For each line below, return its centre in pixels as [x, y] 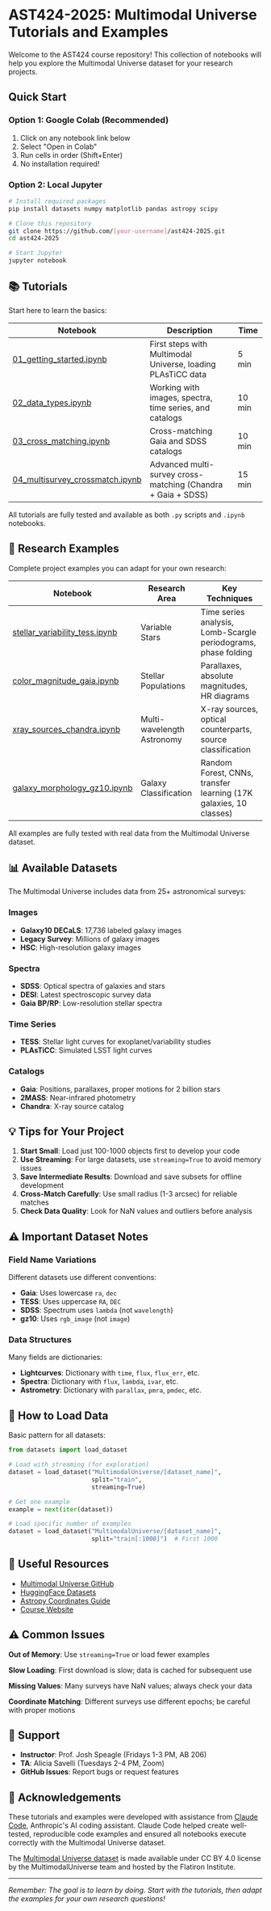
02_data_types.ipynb [52, 402]
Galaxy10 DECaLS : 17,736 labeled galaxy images [101, 930]
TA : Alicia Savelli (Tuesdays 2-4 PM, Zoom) [92, 1763]
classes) [217, 813]
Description [190, 330]
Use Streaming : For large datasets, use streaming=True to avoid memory [141, 1159]
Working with [175, 388]
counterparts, [226, 729]
